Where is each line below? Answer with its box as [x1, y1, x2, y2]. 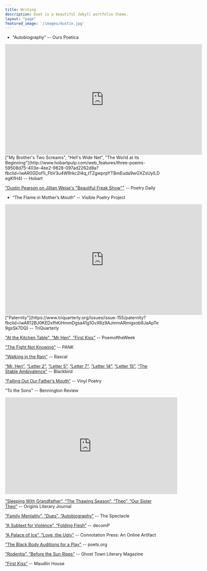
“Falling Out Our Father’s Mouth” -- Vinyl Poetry [5, 378, 102, 384]
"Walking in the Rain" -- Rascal [5, 354, 68, 360]
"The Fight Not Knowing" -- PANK [5, 344, 74, 350]
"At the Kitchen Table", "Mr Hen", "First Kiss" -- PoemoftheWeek [5, 335, 135, 341]
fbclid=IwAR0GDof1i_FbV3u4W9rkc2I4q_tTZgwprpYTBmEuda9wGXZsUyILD [5, 170, 160, 176]
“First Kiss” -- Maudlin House [5, 561, 65, 567]
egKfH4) [5, 176, 23, 181]
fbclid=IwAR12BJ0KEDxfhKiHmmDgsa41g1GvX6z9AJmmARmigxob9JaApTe [5, 320, 159, 326]
